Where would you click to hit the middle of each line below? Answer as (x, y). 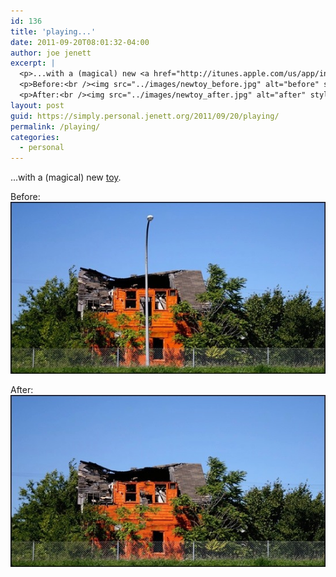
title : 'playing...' (53, 31)
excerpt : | (33, 63)
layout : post (37, 105)
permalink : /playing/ (55, 126)
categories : (35, 137)
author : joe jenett (51, 53)
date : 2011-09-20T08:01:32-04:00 (80, 42)
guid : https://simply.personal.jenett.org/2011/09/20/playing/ (145, 116)
